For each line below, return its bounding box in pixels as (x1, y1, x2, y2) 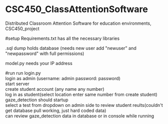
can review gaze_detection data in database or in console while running (5, 112, 154, 119)
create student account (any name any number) (5, 86, 104, 92)
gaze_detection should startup (5, 97, 69, 103)
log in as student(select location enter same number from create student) (5, 91, 158, 97)
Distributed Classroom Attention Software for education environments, (5, 20, 151, 26)
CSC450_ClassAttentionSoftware (5, 4, 148, 15)
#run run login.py (5, 70, 41, 76)
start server (5, 81, 29, 87)
